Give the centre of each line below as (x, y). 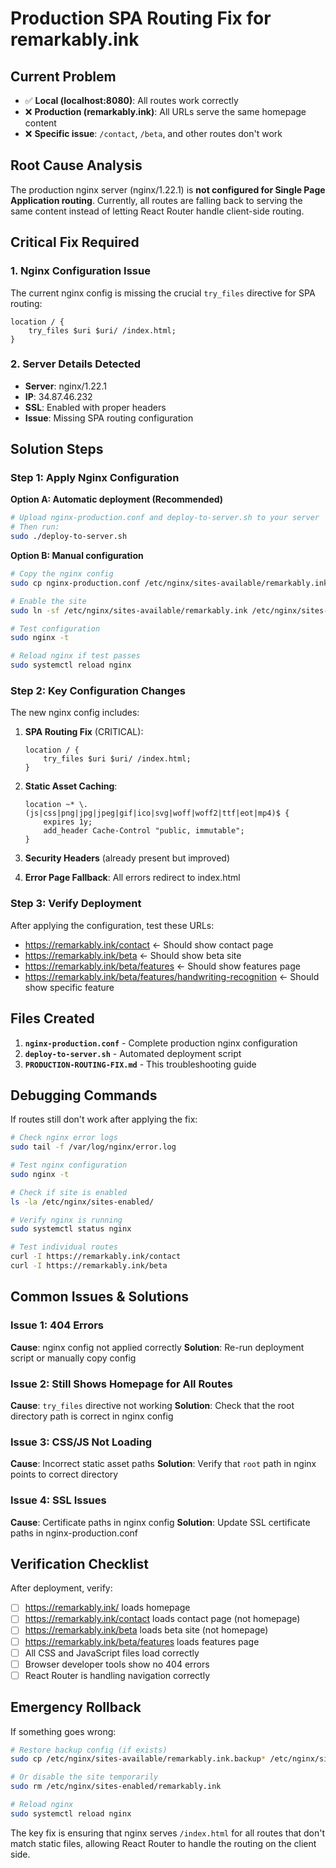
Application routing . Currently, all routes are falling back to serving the (156, 200)
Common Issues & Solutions (99, 1297)
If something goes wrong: (63, 1731)
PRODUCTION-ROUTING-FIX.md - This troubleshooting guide (140, 1064)
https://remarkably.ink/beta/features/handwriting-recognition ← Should (172, 976)
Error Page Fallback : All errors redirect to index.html (132, 878)
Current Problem (63, 76)
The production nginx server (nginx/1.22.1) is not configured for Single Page (168, 189)
